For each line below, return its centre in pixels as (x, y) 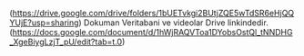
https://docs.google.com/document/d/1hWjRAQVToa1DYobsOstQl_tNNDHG (152, 32)
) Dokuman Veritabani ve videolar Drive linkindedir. (173, 23)
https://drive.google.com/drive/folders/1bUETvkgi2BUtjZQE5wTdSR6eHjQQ (153, 13)
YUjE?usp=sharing (44, 23)
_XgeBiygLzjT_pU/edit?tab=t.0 (66, 42)
